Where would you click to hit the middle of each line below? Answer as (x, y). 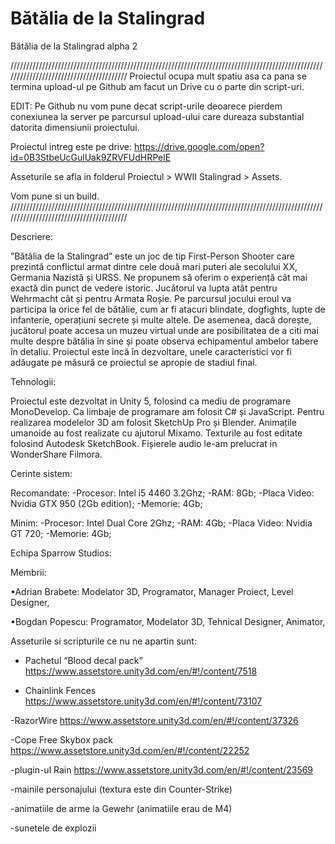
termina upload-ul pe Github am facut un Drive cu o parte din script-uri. (157, 86)
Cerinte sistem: (41, 473)
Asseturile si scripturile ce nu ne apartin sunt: (103, 641)
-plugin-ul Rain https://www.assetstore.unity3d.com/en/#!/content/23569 (162, 769)
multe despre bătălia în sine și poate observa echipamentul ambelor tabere (164, 341)
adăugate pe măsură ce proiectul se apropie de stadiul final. (134, 362)
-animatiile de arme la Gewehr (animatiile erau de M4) (121, 808)
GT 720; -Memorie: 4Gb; (61, 533)
